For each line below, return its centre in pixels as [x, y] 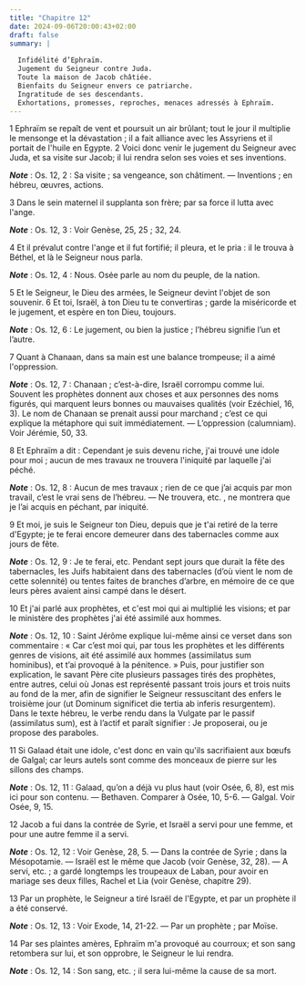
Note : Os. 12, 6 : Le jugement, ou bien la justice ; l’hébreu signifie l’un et [145, 330]
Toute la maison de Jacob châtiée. [85, 78]
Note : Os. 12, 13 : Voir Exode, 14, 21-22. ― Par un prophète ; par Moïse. [144, 926]
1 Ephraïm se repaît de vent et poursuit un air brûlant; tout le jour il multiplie [150, 129]
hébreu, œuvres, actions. [57, 185]
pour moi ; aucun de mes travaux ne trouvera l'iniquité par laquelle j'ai [140, 461]
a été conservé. [39, 908]
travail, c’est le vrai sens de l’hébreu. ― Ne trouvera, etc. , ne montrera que [150, 497]
